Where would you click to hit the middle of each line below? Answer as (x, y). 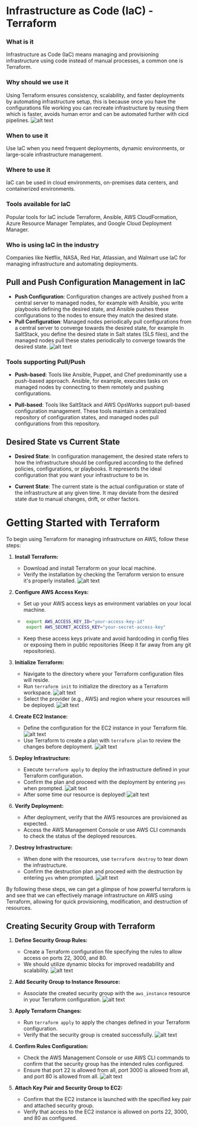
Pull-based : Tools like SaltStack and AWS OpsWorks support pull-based (102, 405)
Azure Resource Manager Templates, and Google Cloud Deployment (89, 223)
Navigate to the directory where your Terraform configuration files (103, 674)
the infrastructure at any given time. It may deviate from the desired (96, 492)
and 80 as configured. (50, 1118)
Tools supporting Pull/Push (46, 362)
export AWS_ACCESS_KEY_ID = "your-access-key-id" (86, 621)
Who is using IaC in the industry (53, 244)
